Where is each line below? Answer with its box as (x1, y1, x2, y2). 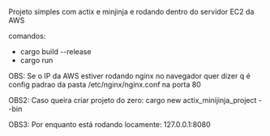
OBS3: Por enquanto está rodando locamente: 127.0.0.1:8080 (8, 120, 211, 129)
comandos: (8, 32, 46, 40)
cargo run (19, 56, 54, 65)
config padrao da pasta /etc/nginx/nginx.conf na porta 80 (8, 80, 201, 89)
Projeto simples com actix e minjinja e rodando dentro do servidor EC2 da (8, 7, 255, 16)
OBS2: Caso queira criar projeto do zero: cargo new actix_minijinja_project (8, 96, 257, 104)
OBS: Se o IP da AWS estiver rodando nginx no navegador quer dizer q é (8, 71, 251, 80)
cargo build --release (19, 47, 92, 56)
